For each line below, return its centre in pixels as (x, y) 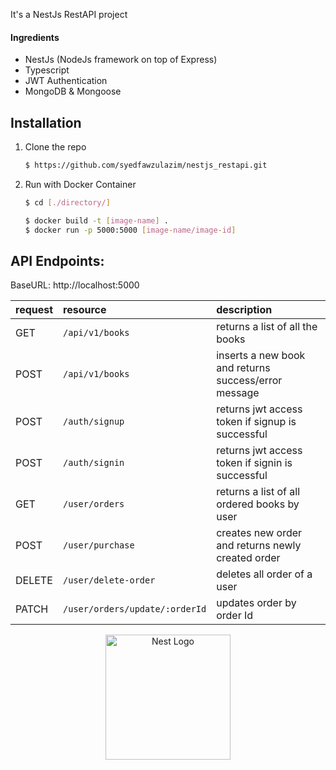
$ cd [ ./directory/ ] (67, 202)
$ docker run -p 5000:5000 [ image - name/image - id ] (130, 230)
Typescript (47, 70)
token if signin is (254, 463)
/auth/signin (94, 463)
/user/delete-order (109, 580)
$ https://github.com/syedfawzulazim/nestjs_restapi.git (146, 165)
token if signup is (256, 422)
